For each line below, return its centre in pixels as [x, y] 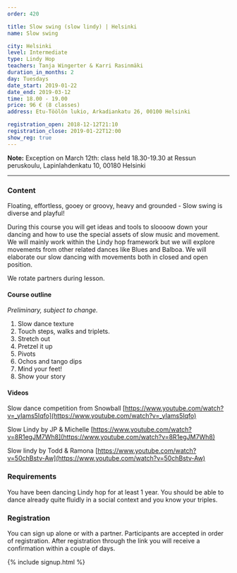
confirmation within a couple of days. [61, 548]
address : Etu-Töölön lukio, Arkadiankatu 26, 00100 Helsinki [99, 112]
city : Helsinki [30, 46]
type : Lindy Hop [31, 59]
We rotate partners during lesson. [56, 278]
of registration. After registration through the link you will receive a [104, 540]
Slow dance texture [45, 324]
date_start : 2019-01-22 [42, 86]
